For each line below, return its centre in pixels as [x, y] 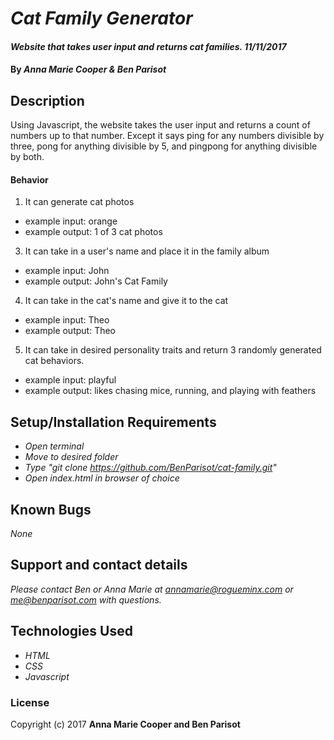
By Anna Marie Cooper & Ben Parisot [88, 69]
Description [47, 100]
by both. [27, 157]
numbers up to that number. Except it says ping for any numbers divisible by [167, 136]
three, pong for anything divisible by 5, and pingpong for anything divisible [164, 146]
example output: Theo [70, 331]
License [30, 702]
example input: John [67, 271]
